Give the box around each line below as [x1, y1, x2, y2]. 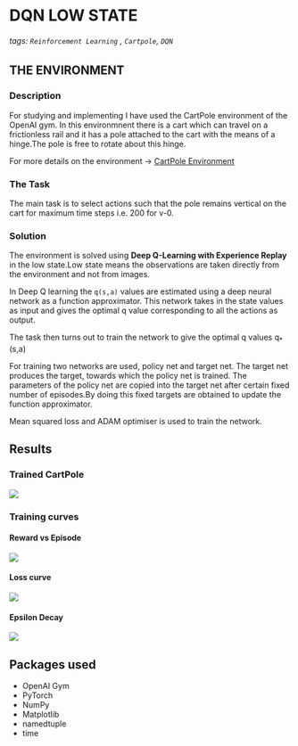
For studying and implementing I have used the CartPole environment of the [9, 110, 288, 120]
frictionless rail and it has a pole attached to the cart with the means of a [9, 128, 276, 139]
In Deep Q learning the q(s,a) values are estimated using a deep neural [9, 286, 272, 297]
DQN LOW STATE [9, 5, 138, 26]
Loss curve [9, 572, 52, 583]
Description [9, 90, 62, 102]
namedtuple [21, 718, 67, 729]
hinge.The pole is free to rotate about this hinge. [9, 138, 186, 149]
